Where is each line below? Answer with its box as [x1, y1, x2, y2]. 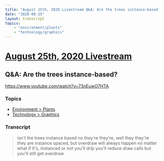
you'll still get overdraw [17, 150, 64, 156]
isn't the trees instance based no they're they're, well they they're [17, 135, 149, 141]
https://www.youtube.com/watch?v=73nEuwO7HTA [5, 83, 109, 89]
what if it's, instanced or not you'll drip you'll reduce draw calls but [17, 145, 151, 151]
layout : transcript [5, 16, 45, 21]
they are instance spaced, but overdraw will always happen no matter [17, 140, 157, 146]
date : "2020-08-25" [5, 12, 45, 17]
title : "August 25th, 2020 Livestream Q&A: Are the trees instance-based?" [5, 7, 163, 12]
